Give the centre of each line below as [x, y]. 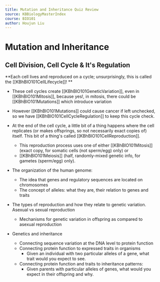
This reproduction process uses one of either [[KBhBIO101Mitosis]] [86, 145]
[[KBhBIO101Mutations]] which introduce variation [62, 102]
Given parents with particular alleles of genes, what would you [89, 269]
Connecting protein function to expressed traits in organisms [80, 248]
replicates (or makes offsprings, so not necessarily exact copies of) [79, 131]
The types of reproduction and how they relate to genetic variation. [79, 205]
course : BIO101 [20, 18]
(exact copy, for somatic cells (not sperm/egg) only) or [74, 151]
